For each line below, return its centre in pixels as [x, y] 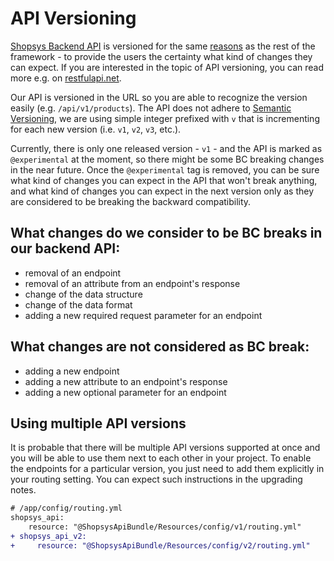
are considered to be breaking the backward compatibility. [131, 201]
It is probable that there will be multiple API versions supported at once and [165, 448]
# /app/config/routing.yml [66, 508]
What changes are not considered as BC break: [160, 347]
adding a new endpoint [72, 371]
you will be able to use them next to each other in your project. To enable [161, 458]
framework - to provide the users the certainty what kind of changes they [161, 56]
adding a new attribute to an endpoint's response [126, 381]
